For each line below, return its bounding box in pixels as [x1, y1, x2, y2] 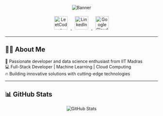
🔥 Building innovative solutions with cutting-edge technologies [5, 70, 130, 77]
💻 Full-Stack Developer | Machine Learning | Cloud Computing [5, 64, 131, 69]
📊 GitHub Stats [5, 90, 52, 99]
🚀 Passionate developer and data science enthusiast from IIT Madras [5, 58, 143, 64]
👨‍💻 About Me [5, 46, 46, 54]
